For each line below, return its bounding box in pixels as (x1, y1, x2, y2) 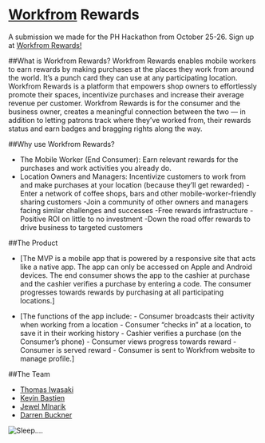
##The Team (8, 369, 50, 378)
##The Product (8, 238, 58, 247)
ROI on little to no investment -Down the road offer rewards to (47, 214, 251, 223)
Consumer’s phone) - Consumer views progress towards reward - (19, 337, 237, 346)
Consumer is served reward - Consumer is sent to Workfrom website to (19, 345, 255, 354)
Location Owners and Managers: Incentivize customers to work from (19, 172, 246, 181)
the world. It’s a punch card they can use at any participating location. (8, 73, 238, 82)
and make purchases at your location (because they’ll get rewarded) (19, 180, 245, 189)
